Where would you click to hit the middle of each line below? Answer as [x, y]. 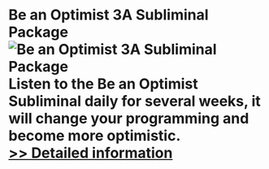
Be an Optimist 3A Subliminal [108, 15]
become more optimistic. [95, 136]
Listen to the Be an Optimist [103, 84]
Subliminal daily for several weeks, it [135, 101]
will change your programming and [129, 119]
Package [39, 32]
